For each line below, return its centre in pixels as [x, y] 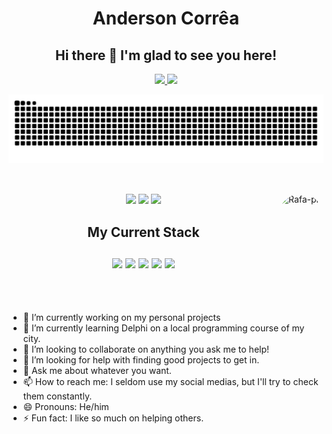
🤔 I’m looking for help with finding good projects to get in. [141, 359]
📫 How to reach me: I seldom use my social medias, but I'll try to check [170, 381]
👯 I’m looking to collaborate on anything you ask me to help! [146, 349]
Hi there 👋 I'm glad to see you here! [166, 55]
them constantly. [57, 396]
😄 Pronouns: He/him [66, 406]
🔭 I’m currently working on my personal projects [121, 317]
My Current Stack [143, 232]
